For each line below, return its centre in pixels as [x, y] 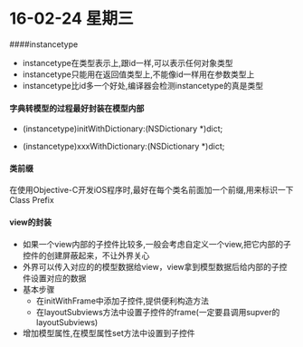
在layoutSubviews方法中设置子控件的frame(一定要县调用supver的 [158, 312]
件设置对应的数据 [54, 278]
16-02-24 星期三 [71, 19]
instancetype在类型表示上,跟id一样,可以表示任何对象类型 [128, 63]
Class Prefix [32, 200]
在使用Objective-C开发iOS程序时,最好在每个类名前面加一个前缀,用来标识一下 [151, 190]
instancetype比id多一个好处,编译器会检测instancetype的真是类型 [143, 85]
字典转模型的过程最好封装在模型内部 [77, 108]
